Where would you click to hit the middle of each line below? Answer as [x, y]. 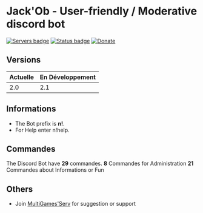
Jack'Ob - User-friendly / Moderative [102, 11]
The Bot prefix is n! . [40, 123]
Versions [24, 60]
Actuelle [22, 77]
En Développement [68, 77]
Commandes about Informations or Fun [55, 170]
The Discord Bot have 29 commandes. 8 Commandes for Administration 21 [100, 164]
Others [20, 189]
